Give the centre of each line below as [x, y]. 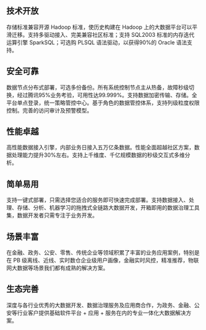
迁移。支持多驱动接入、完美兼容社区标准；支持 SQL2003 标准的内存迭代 [103, 34]
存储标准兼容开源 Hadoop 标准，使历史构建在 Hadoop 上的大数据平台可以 [99, 27]
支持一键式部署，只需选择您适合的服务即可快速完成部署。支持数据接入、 [97, 200]
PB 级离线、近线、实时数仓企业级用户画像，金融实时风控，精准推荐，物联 [106, 261]
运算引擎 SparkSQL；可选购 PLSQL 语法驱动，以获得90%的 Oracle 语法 [97, 42]
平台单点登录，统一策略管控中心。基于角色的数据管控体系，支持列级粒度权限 [103, 103]
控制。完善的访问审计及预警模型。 [49, 110]
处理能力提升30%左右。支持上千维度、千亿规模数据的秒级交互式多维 [98, 155]
